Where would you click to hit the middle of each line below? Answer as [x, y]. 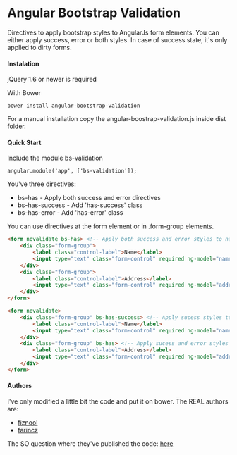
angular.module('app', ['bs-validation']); [72, 171]
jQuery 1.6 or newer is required [52, 80]
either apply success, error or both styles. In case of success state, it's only [117, 39]
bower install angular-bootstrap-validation [74, 106]
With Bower [24, 93]
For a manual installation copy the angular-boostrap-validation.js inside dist [117, 119]
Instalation [23, 63]
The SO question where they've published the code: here [90, 444]
